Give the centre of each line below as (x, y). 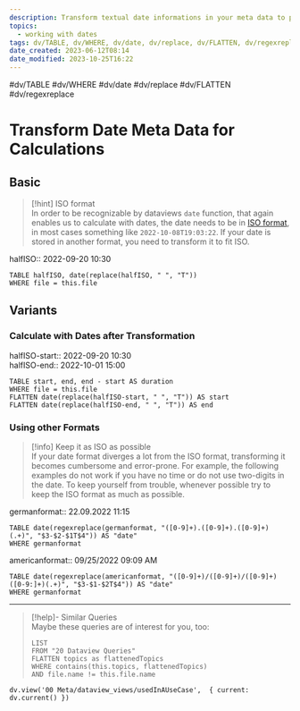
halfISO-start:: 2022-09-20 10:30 (71, 355)
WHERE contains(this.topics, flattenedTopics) (119, 666)
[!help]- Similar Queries (74, 617)
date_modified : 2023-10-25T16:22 (71, 59)
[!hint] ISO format (63, 203)
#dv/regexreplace (42, 94)
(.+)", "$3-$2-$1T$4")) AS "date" (74, 536)
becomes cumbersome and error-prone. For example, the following (155, 465)
